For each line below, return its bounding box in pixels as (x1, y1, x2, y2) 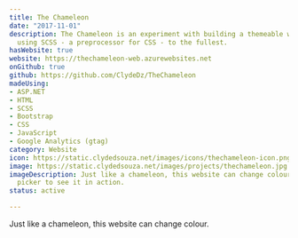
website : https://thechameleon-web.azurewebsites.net (9, 54, 213, 63)
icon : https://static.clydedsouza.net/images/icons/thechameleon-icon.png (9, 153, 292, 163)
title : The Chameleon (9, 12, 90, 22)
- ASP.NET (9, 87, 46, 96)
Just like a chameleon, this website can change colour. (9, 218, 210, 229)
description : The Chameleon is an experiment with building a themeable (9, 29, 284, 38)
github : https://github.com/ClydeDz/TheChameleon (9, 71, 197, 80)
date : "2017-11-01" (9, 21, 82, 30)
